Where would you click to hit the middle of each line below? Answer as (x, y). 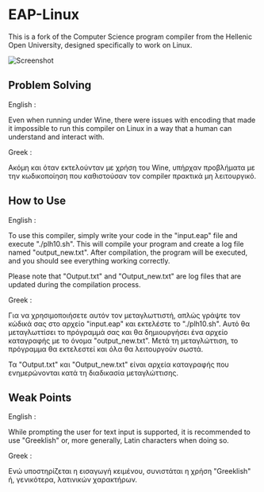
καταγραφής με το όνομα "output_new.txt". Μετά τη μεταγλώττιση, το (123, 340)
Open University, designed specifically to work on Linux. (100, 44)
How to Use (37, 201)
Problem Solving (50, 85)
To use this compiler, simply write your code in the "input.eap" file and (123, 235)
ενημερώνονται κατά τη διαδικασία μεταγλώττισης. (94, 373)
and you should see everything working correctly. (89, 260)
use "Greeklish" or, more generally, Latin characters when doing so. (119, 440)
